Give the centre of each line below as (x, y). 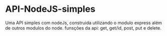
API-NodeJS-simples (50, 9)
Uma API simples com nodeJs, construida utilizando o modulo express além (83, 23)
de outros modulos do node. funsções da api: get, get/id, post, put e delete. (83, 28)
